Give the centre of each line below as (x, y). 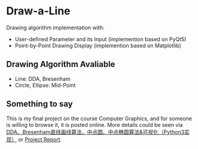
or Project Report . (40, 139)
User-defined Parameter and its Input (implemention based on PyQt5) (100, 39)
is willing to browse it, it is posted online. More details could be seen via (95, 124)
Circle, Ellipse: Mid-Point (45, 85)
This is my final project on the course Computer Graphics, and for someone (99, 118)
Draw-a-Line (38, 11)
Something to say (39, 104)
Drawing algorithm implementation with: (55, 28)
